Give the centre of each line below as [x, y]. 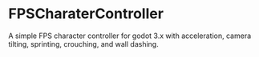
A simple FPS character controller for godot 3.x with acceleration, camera [130, 36]
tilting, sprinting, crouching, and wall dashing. [83, 44]
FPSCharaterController [86, 14]
